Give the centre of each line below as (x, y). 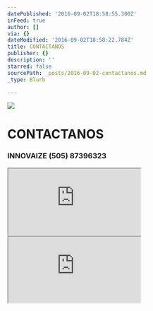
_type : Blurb (26, 80)
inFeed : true (26, 20)
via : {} (19, 34)
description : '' (31, 60)
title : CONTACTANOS (36, 47)
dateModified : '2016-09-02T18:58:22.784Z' (71, 40)
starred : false (30, 66)
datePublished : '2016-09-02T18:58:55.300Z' (72, 14)
